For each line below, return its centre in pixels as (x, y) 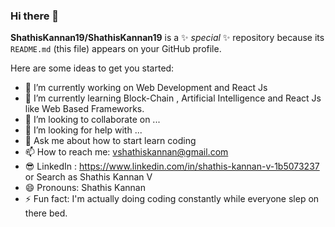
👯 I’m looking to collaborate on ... (92, 120)
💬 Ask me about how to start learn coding (110, 141)
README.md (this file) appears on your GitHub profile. (116, 49)
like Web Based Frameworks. (84, 109)
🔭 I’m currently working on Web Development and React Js (146, 88)
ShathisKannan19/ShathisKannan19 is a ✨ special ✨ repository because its (167, 38)
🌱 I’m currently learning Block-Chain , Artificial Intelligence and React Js (173, 98)
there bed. (46, 213)
